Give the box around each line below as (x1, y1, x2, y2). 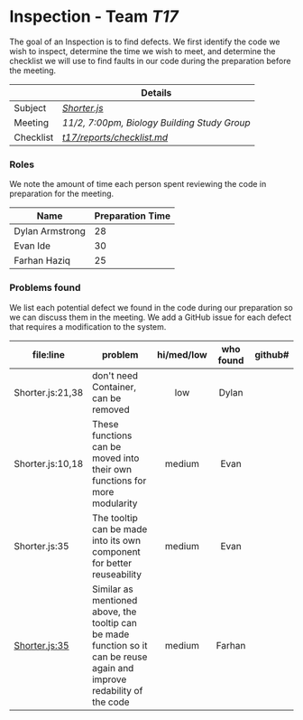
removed (91, 403, 130, 416)
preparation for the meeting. (9, 188, 115, 200)
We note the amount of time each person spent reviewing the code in (9, 179, 267, 190)
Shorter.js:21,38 (14, 386, 84, 398)
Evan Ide (14, 239, 51, 252)
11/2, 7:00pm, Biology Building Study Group (61, 116, 251, 128)
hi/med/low (157, 348, 207, 360)
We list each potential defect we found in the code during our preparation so (9, 302, 293, 313)
